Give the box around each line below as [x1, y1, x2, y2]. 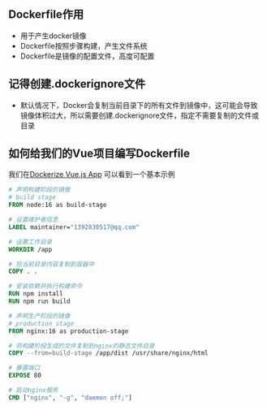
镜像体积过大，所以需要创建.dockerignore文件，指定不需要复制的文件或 [19, 110, 260, 120]
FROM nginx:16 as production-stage [8, 327, 129, 335]
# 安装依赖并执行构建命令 [8, 283, 83, 291]
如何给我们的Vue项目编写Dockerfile [8, 147, 191, 161]
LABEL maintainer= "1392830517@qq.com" [8, 222, 140, 231]
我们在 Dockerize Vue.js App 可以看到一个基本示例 [8, 170, 176, 179]
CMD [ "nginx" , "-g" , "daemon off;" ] [8, 393, 132, 402]
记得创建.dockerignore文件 [8, 77, 146, 91]
